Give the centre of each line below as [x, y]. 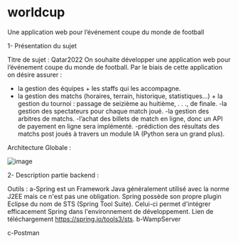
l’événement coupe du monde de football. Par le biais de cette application [115, 67]
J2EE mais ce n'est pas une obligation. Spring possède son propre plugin [114, 196]
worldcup [36, 12]
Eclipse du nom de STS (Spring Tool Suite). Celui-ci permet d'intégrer [109, 204]
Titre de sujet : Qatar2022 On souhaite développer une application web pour [119, 59]
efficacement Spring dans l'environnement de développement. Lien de [110, 211]
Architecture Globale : [39, 147]
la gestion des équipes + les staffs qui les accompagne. [99, 88]
